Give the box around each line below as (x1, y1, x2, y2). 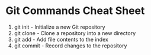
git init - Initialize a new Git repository (14, 23, 105, 30)
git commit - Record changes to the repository (14, 42, 127, 49)
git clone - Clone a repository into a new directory (14, 29, 136, 36)
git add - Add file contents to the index (14, 36, 109, 43)
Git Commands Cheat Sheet (5, 4, 145, 18)
